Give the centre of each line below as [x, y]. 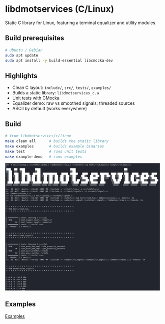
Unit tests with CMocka [36, 98]
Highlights [21, 75]
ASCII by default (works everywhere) [50, 109]
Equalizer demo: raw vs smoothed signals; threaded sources [73, 103]
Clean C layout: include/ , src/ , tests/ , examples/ [62, 88]
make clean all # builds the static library [57, 141]
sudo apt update [22, 55]
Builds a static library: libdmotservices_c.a [55, 93]
